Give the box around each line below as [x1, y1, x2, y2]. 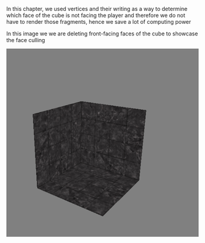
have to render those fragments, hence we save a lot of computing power [6, 18, 192, 25]
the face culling [6, 37, 46, 43]
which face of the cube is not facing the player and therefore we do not [6, 12, 185, 19]
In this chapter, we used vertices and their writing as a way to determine [6, 5, 188, 12]
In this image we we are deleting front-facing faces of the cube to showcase [6, 30, 198, 37]
